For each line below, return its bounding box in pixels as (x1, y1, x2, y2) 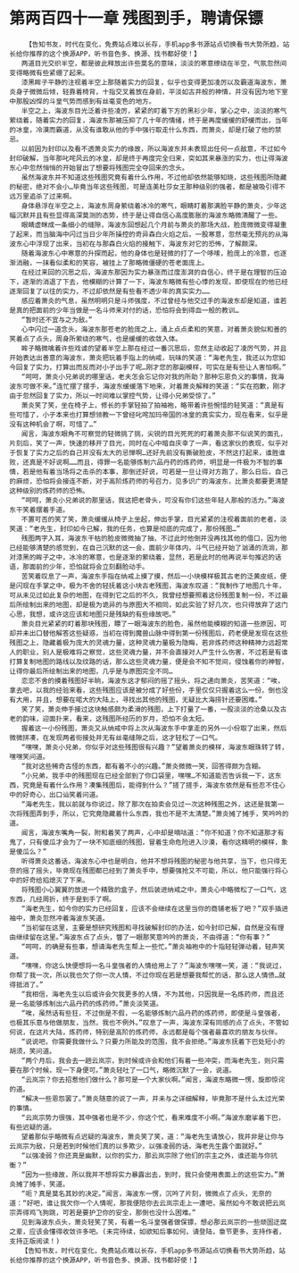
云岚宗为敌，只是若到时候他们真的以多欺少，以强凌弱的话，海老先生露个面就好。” (9, 1142, 263, 1151)
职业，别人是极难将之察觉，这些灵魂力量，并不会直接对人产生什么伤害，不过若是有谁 (21, 647, 288, 657)
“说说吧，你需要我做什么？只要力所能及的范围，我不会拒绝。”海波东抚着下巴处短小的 (21, 1037, 286, 1046)
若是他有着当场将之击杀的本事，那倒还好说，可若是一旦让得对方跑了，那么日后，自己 (21, 467, 288, 476)
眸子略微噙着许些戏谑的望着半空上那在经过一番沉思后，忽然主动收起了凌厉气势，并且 (21, 343, 287, 353)
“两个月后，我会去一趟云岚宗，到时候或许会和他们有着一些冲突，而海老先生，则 (21, 1056, 271, 1065)
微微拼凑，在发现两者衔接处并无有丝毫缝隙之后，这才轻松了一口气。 (9, 733, 222, 742)
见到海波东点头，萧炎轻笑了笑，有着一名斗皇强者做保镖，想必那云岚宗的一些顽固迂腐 (21, 1218, 287, 1227)
